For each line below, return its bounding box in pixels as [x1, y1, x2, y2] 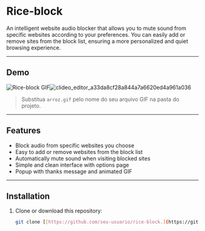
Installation [6, 191, 50, 201]
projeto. [21, 102, 41, 109]
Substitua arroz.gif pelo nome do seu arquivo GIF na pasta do [21, 95, 180, 103]
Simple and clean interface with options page [15, 161, 129, 169]
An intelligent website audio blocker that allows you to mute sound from [6, 24, 187, 32]
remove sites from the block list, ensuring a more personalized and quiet [6, 37, 189, 45]
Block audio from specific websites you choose [15, 142, 135, 149]
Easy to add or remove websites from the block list [15, 148, 143, 155]
